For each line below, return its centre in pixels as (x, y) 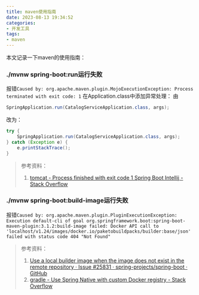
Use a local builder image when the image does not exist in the (107, 260)
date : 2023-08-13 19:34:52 (40, 17)
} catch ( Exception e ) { (37, 142)
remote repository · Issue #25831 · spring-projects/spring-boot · (109, 267)
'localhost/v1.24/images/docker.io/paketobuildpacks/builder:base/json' (99, 231)
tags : (13, 34)
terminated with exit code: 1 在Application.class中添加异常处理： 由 (92, 96)
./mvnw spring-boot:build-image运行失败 (67, 200)
